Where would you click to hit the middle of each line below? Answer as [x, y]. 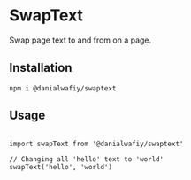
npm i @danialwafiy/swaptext [63, 88]
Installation [41, 68]
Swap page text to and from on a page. [80, 40]
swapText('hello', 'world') [61, 167]
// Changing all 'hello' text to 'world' [87, 159]
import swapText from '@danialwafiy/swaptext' [96, 144]
